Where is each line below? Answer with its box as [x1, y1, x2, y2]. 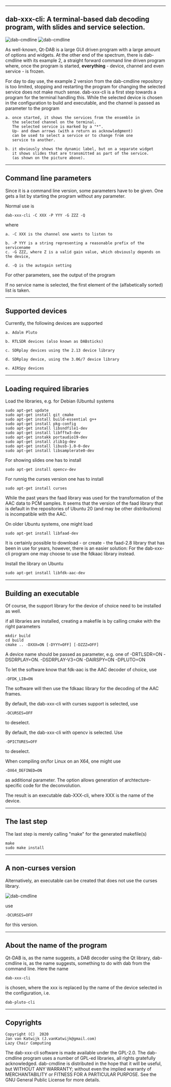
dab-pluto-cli [5, 1000, 36, 1005]
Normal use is [5, 203, 35, 209]
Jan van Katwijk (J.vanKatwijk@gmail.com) [5, 1036, 97, 1042]
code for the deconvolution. [23, 783, 81, 789]
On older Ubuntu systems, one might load [5, 521, 93, 527]
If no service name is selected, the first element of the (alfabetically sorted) [5, 281, 163, 288]
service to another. [12, 137, 56, 143]
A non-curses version [5, 864, 76, 872]
